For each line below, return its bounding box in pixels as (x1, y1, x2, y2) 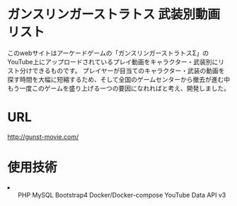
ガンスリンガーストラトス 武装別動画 (7, 6, 221, 23)
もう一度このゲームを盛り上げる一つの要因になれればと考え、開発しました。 (7, 84, 231, 92)
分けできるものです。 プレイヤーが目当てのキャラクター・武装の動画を (19, 66, 225, 75)
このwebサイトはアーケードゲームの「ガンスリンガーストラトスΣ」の (7, 49, 209, 57)
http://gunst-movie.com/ (7, 132, 79, 141)
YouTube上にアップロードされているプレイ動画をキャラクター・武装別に (7, 57, 219, 66)
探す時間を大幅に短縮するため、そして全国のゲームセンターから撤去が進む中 (7, 75, 231, 83)
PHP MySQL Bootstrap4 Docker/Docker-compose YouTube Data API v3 (17, 190, 226, 199)
